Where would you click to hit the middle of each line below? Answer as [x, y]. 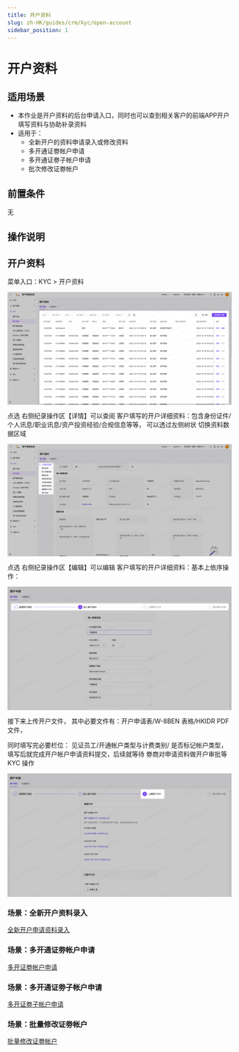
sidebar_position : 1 [38, 30]
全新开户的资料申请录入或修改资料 [78, 142]
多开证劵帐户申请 [32, 967]
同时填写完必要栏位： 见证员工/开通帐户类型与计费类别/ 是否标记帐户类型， [117, 745]
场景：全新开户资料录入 [47, 913]
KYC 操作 [21, 763]
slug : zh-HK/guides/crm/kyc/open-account [70, 22]
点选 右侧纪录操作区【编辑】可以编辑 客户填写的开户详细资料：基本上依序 [115, 567]
